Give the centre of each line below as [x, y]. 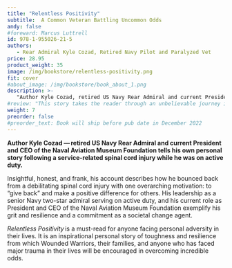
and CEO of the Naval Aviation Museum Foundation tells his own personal [115, 150]
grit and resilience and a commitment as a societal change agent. [100, 215]
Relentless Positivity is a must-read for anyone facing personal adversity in [113, 229]
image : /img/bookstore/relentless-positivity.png [80, 71]
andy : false [24, 26]
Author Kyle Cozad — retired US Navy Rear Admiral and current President [115, 143]
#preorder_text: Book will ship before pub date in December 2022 [105, 123]
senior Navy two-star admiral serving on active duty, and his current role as [115, 200]
